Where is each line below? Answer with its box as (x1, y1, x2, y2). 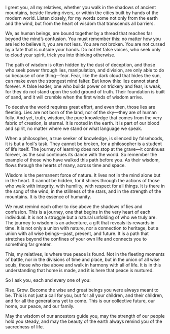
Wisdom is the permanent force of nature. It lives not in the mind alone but (5, 172, 161, 178)
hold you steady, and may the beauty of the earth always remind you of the (5, 318, 162, 324)
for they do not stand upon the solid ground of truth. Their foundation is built (5, 89, 165, 94)
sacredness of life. (5, 324, 44, 329)
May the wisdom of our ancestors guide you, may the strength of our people (5, 313, 165, 319)
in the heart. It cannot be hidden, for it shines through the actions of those (5, 178, 160, 183)
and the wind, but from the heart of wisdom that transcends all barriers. (5, 20, 155, 26)
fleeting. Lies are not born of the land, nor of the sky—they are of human (5, 109, 157, 115)
